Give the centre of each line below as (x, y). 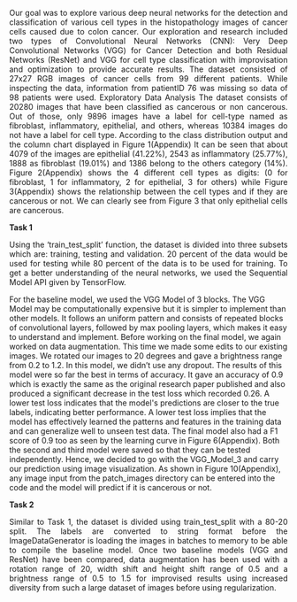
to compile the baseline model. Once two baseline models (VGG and (148, 550)
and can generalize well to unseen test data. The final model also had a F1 (144, 431)
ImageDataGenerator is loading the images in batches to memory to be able (148, 540)
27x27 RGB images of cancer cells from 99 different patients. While (148, 78)
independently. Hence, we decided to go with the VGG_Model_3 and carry (144, 459)
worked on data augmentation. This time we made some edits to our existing (148, 346)
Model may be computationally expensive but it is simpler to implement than (148, 309)
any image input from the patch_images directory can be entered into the (142, 478)
